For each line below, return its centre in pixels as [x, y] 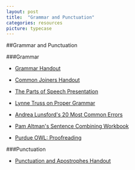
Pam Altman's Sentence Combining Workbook [72, 126]
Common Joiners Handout [47, 80]
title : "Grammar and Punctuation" [50, 17]
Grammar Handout [38, 69]
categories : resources [34, 23]
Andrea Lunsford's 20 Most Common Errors [69, 115]
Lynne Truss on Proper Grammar [55, 103]
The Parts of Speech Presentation [56, 92]
